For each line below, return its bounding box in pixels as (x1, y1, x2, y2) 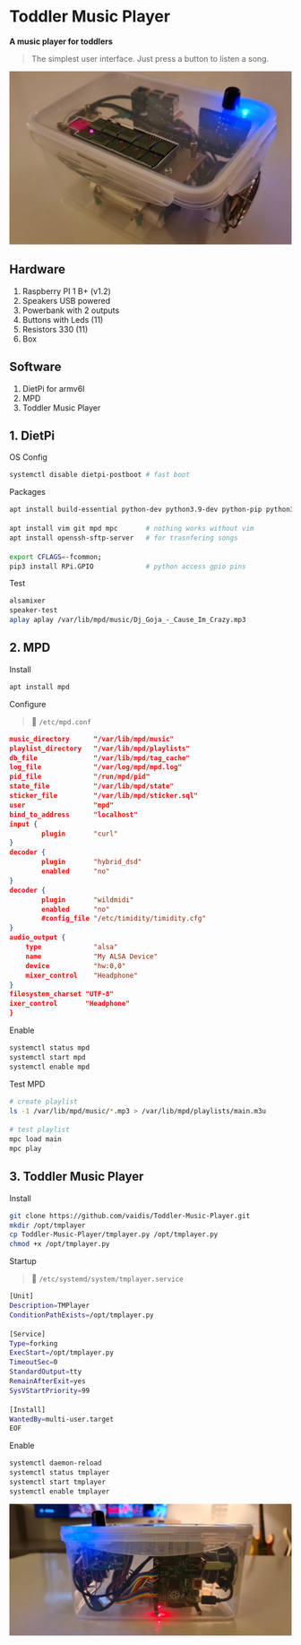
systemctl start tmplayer (9, 1477, 106, 1487)
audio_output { (9, 933, 66, 942)
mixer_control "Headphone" (25, 971, 139, 980)
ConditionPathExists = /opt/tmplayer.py (9, 1311, 154, 1320)
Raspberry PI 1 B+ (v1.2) (21, 285, 112, 297)
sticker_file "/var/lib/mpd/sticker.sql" (9, 792, 199, 801)
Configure (9, 698, 47, 709)
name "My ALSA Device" (25, 952, 159, 961)
